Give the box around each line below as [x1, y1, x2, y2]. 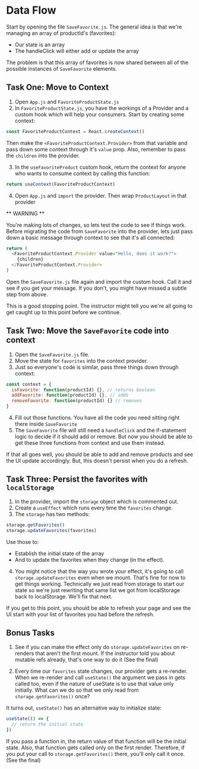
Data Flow [6, 4, 56, 17]
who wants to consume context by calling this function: [14, 170, 150, 177]
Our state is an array [14, 41, 65, 48]
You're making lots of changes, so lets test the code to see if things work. [6, 221, 186, 229]
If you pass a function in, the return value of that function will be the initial [6, 738, 187, 745]
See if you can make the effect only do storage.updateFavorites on [14, 644, 180, 651]
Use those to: [6, 538, 39, 545]
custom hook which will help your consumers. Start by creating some [14, 110, 185, 118]
